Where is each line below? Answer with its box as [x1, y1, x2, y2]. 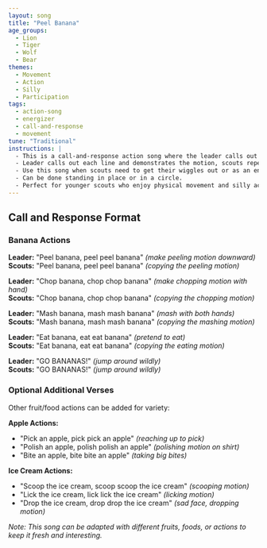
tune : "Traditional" [8, 137, 77, 145]
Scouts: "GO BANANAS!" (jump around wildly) [8, 365, 161, 374]
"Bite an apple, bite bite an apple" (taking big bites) [19, 450, 188, 460]
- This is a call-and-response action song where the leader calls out [15, 152, 258, 160]
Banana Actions [8, 235, 71, 246]
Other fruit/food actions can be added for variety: [8, 403, 170, 412]
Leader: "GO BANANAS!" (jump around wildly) [8, 357, 161, 366]
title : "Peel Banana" [8, 19, 80, 27]
